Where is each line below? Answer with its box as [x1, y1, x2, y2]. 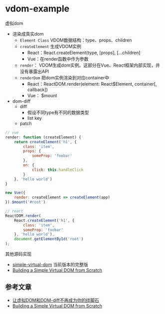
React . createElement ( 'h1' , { [14, 218, 75, 223]
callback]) [27, 86, 48, 93]
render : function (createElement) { [5, 135, 81, 140]
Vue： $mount [27, 92, 57, 98]
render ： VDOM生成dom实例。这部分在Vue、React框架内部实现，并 [19, 62, 161, 68]
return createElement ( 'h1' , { [14, 139, 77, 144]
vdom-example [5, 3, 70, 15]
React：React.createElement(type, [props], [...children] [27, 50, 141, 56]
